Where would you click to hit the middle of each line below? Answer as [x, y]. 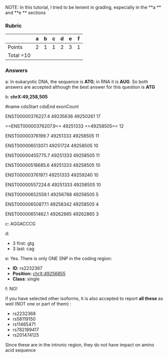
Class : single [26, 279]
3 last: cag [23, 249]
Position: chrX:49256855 [39, 273]
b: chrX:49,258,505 [26, 97]
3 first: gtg [23, 243]
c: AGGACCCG [21, 223]
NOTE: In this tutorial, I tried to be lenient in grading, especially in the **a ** [83, 7]
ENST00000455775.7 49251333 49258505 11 [53, 155]
